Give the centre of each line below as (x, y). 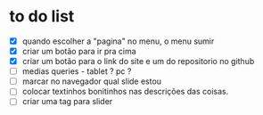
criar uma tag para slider (67, 102)
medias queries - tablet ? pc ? (77, 71)
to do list (42, 16)
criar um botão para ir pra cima (79, 51)
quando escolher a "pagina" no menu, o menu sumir (118, 41)
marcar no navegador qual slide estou (92, 81)
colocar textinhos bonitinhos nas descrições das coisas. (125, 92)
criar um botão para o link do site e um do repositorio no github (138, 62)
